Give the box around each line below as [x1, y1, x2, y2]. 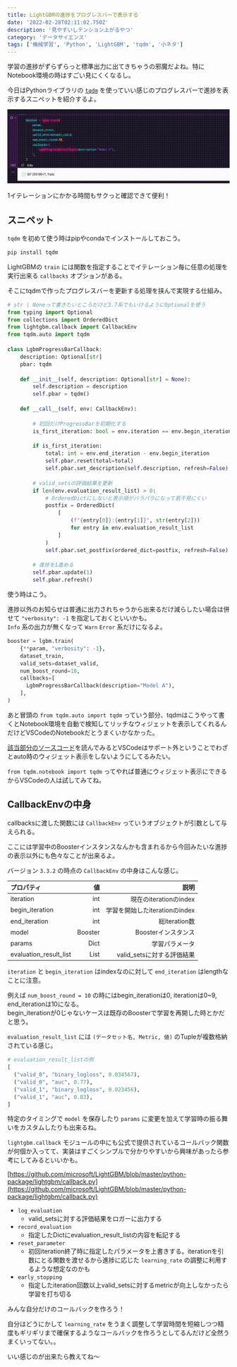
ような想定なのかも [34, 1265, 90, 1273]
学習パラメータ [151, 939, 195, 948]
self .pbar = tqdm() [32, 391, 90, 398]
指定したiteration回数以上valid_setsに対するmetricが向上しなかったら [28, 1281, 229, 1289]
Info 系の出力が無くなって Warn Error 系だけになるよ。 [7, 623, 167, 631]
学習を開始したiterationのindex [105, 906, 195, 914]
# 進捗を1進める [32, 561, 74, 569]
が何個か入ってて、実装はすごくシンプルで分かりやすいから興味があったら [7, 1147, 224, 1155]
